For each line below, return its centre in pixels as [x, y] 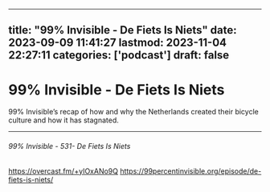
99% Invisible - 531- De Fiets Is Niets [70, 146]
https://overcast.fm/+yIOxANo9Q [63, 171]
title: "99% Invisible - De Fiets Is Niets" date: [123, 30]
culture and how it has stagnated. [63, 120]
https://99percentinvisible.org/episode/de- [191, 171]
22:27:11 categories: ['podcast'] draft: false [119, 56]
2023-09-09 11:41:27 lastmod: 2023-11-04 [118, 43]
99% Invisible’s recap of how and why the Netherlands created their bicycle [133, 112]
